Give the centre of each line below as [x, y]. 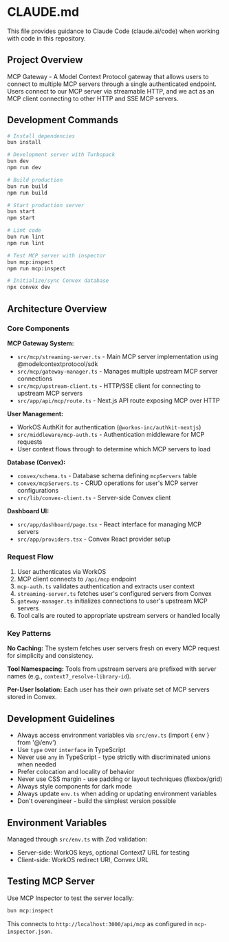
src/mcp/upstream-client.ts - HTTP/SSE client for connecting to [109, 385]
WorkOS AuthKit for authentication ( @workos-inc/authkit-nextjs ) [109, 427]
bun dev [18, 161]
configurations [38, 490]
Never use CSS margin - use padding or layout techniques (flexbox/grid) [120, 779]
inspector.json [29, 932]
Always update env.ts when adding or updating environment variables [117, 794]
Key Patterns [29, 634]
